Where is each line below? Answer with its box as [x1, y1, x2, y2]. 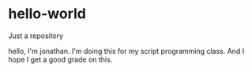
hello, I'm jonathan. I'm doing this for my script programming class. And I [8, 46, 245, 55]
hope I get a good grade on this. [8, 55, 113, 64]
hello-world [8, 5, 87, 23]
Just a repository [8, 31, 64, 40]
